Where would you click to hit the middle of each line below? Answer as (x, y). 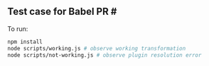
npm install (25, 42)
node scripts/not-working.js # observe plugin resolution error (104, 55)
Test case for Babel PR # (62, 12)
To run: (18, 28)
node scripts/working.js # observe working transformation (97, 48)
